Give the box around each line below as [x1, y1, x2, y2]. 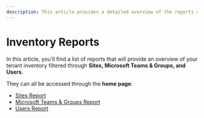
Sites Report [15, 92, 47, 99]
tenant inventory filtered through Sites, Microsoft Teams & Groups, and [6, 61, 186, 69]
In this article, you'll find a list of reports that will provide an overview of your [6, 55, 198, 63]
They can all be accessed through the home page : [6, 80, 133, 87]
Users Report [15, 105, 49, 112]
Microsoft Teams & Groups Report [15, 98, 100, 105]
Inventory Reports [6, 35, 100, 49]
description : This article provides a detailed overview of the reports [6, 9, 194, 15]
